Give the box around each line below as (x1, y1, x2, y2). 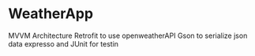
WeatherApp (8, 5, 93, 23)
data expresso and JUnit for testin (8, 39, 119, 48)
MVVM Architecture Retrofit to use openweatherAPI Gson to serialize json (8, 31, 248, 40)
